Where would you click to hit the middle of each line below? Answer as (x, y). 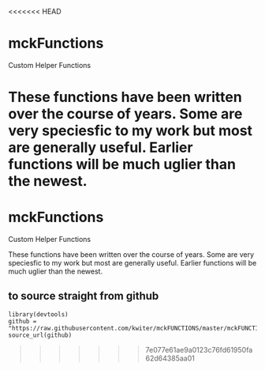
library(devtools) (38, 314)
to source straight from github (84, 296)
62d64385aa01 (170, 358)
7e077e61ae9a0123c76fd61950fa (199, 349)
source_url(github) (40, 335)
